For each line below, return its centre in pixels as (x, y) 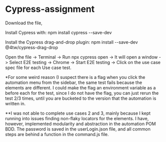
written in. (15, 103)
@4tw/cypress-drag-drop (32, 47)
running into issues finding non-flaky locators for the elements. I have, (77, 118)
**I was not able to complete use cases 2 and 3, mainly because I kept (78, 113)
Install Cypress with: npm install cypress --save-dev (58, 32)
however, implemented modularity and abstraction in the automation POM (81, 124)
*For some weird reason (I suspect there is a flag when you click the (75, 77)
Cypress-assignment (50, 9)
